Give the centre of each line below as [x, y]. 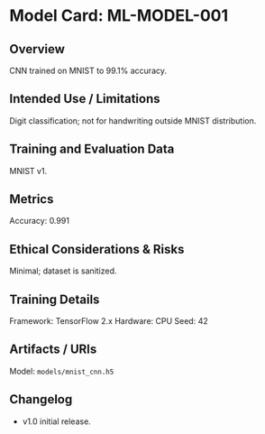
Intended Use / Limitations [85, 99]
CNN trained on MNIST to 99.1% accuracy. [88, 70]
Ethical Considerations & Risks [97, 249]
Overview [37, 49]
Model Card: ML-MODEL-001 [119, 16]
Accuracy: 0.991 [40, 221]
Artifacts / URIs [53, 350]
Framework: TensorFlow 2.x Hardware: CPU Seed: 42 [109, 321]
